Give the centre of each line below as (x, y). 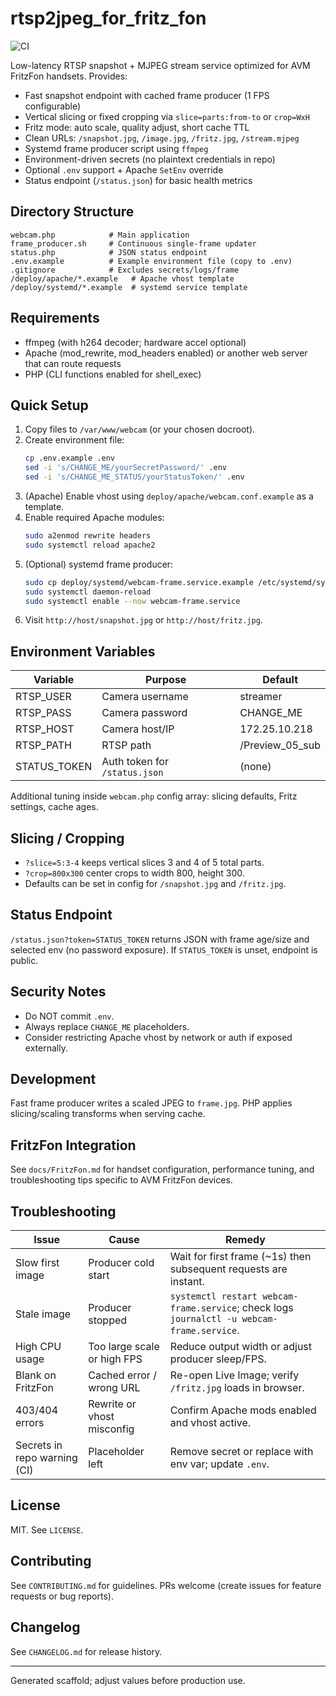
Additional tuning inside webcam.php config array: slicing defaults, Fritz (154, 796)
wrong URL (114, 1388)
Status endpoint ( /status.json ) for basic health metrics (138, 180)
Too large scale (124, 1347)
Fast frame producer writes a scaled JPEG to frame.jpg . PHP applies (151, 1103)
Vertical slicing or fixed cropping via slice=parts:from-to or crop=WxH (167, 116)
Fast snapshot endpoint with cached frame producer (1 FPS (147, 95)
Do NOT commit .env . (69, 1016)
